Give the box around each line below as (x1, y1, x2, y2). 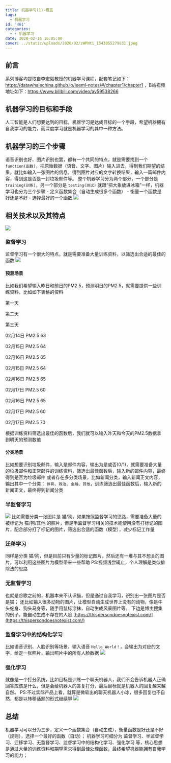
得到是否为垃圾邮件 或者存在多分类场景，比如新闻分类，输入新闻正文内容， (5, 474, 163, 480)
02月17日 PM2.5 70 (5, 419, 46, 425)
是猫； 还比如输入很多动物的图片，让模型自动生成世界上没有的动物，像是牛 (5, 598, 163, 605)
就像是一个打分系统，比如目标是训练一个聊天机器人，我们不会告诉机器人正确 (5, 677, 166, 683)
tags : (5, 12, 17, 17)
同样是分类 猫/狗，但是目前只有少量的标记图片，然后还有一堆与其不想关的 (5, 553, 160, 559)
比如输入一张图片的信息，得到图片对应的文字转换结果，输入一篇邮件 (18, 169, 161, 175)
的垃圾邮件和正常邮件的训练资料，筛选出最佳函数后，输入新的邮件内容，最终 (5, 468, 166, 474)
